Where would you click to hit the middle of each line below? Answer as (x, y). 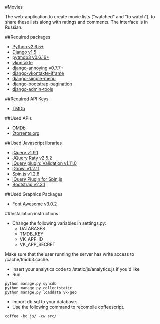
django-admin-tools (33, 89)
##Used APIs (19, 118)
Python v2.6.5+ (28, 47)
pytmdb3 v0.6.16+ (31, 57)
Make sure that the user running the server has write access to (70, 254)
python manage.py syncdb (31, 284)
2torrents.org (26, 133)
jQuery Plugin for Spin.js (37, 179)
